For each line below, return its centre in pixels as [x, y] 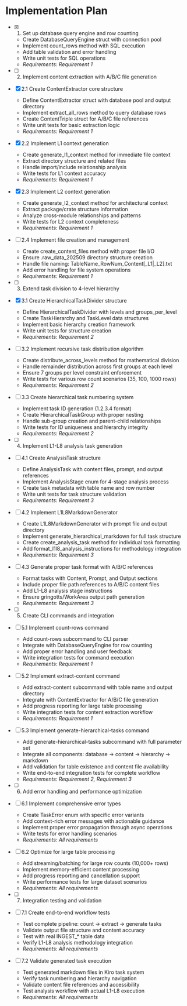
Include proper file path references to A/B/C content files [91, 584]
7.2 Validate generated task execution [66, 960]
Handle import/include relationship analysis [75, 167]
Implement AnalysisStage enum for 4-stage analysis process [96, 482]
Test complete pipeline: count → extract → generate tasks [92, 923]
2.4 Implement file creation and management [75, 240]
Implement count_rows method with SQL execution [84, 46]
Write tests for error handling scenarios [70, 833]
